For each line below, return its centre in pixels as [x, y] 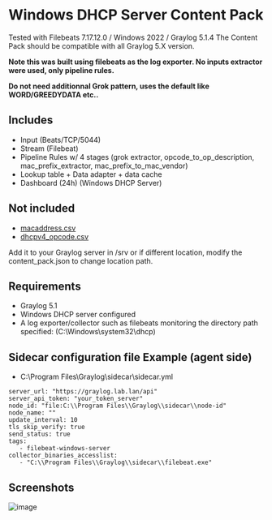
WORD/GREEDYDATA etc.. [54, 94]
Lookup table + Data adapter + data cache [91, 174]
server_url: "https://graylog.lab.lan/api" [83, 392]
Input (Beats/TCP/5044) [60, 140]
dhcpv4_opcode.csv [54, 236]
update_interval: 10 [43, 420]
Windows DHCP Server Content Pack [136, 15]
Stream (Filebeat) [49, 148]
